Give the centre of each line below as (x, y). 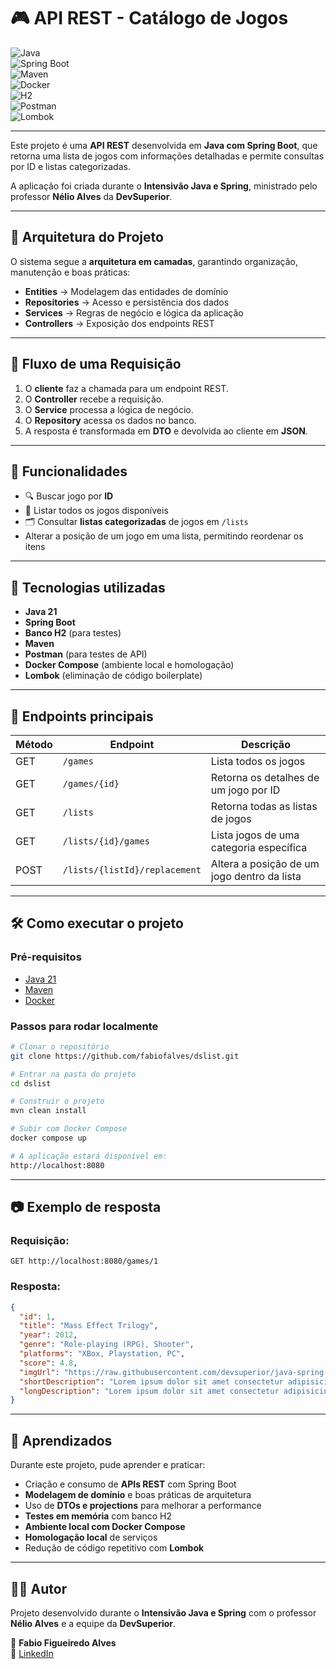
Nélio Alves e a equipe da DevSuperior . (93, 1623)
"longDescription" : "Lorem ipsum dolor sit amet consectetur (149, 1391)
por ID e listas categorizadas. (70, 166)
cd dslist (31, 1083)
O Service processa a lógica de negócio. (109, 409)
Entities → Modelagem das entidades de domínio (126, 291)
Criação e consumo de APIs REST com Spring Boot (130, 1484)
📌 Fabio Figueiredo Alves (63, 1642)
